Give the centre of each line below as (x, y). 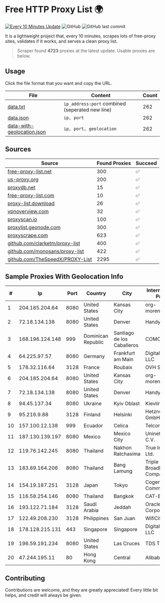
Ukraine (92, 404)
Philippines (96, 519)
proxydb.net (22, 187)
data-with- (21, 126)
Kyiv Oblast (127, 404)
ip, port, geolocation (90, 129)
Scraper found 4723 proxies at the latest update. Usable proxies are (86, 51)
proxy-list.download (31, 203)
